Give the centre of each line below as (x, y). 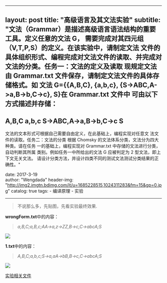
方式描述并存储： (31, 104)
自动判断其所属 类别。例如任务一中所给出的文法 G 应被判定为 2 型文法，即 (81, 152)
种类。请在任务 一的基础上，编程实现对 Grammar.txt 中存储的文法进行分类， (83, 146)
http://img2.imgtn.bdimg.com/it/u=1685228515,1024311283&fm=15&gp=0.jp (84, 185)
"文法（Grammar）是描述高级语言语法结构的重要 (81, 30)
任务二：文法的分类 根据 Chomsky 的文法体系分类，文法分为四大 (93, 140)
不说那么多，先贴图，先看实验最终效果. (57, 206)
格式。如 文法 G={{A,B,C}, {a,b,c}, (65, 85)
